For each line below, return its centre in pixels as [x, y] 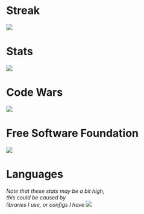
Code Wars [35, 92]
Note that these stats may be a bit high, [55, 191]
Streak [23, 11]
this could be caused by [36, 197]
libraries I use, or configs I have [45, 204]
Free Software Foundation [72, 133]
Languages [35, 174]
